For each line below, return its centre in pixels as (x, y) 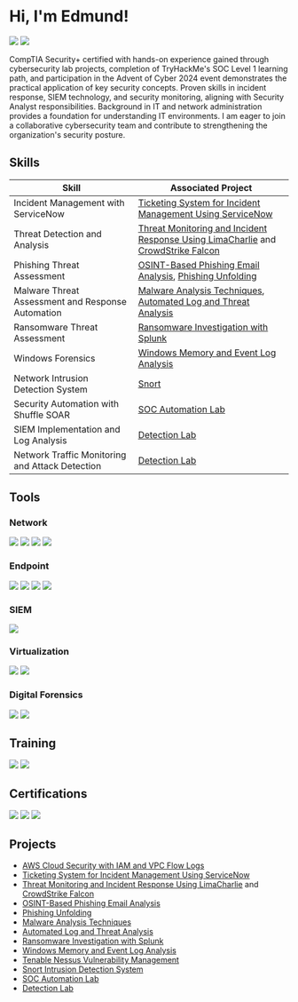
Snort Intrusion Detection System (82, 969)
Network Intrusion (51, 378)
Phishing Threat (47, 265)
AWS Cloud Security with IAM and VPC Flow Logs (113, 866)
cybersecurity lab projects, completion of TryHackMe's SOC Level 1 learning (149, 68)
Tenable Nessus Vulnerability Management (101, 960)
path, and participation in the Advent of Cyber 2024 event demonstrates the (148, 78)
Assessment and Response (70, 301)
